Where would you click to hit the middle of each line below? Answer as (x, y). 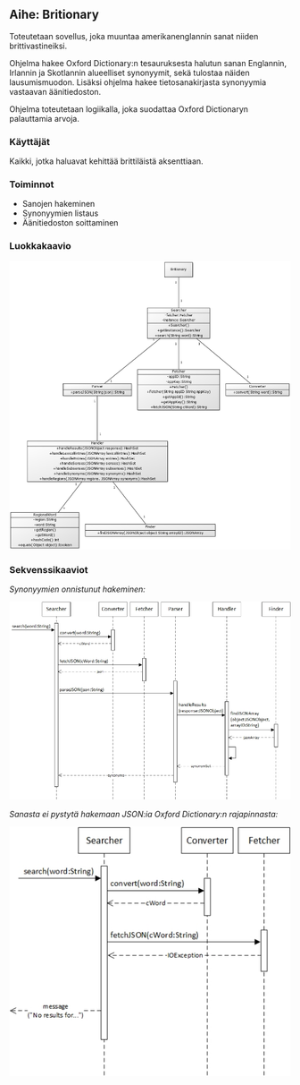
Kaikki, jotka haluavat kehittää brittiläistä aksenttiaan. (106, 161)
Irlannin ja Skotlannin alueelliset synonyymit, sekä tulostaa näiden (129, 73)
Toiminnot (32, 184)
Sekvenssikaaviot (49, 569)
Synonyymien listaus (60, 213)
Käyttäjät (30, 141)
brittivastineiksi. (38, 46)
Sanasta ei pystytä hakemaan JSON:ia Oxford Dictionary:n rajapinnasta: (144, 815)
